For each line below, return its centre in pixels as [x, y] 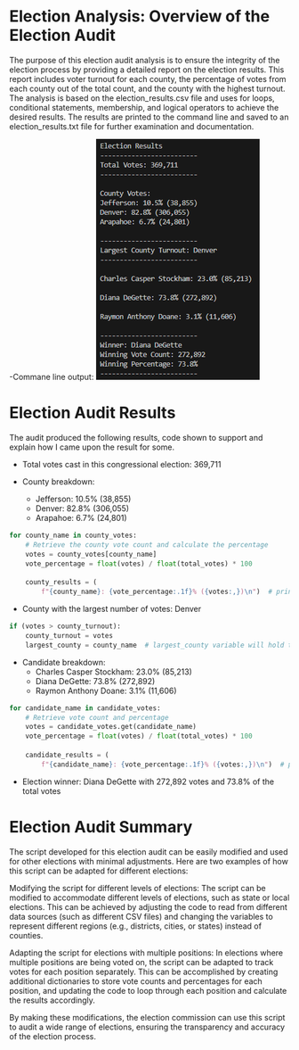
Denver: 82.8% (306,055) [82, 508]
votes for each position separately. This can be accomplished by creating [144, 971]
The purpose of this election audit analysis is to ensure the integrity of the [145, 60]
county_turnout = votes [69, 635]
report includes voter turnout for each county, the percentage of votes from [148, 79]
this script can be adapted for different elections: [99, 871]
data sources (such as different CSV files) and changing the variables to [141, 916]
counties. [26, 935]
